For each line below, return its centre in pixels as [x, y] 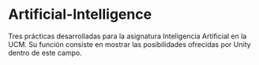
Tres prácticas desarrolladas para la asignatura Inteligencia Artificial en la [128, 36]
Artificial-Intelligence [80, 14]
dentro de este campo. [45, 52]
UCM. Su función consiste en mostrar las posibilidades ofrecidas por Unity [129, 44]
